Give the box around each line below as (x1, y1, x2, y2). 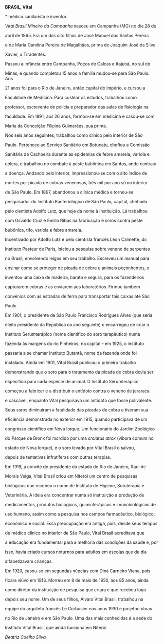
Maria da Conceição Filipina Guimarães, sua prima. (5, 123, 107, 129)
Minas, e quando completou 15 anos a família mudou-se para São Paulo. (5, 70, 150, 76)
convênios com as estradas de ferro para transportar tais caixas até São (5, 293, 150, 299)
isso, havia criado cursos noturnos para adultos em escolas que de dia (5, 549, 147, 555)
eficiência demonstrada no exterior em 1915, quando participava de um (5, 416, 147, 422)
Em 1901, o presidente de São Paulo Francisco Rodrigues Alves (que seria (5, 312, 153, 318)
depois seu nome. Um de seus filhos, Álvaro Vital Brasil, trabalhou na (5, 596, 144, 602)
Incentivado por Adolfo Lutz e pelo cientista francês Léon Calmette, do (5, 236, 147, 242)
